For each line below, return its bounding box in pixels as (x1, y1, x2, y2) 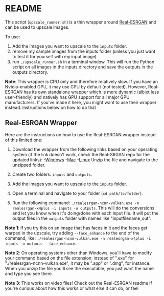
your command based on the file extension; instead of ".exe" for (5, 255, 134, 261)
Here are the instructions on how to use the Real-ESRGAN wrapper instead (5, 131, 156, 137)
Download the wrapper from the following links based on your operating (12, 146, 158, 152)
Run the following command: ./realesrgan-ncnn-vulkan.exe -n (12, 200, 140, 206)
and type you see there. (5, 271, 53, 276)
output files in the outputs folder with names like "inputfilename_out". (12, 215, 152, 221)
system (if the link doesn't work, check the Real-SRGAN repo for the (12, 151, 150, 157)
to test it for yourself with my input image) (12, 53, 97, 59)
